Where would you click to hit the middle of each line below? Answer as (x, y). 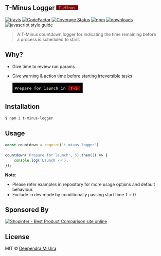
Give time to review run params (44, 66)
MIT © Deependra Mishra (31, 248)
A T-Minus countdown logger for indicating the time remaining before (87, 34)
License (17, 237)
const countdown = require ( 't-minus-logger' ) (52, 145)
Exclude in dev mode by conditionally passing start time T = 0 (74, 194)
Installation (22, 107)
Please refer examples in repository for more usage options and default (83, 184)
